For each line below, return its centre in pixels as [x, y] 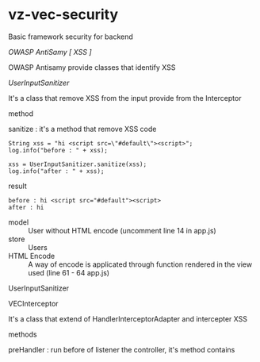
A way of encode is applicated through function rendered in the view [140, 264]
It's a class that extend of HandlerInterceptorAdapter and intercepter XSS [128, 318]
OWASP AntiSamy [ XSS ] [50, 52]
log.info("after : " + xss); [56, 171]
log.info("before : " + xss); [58, 150]
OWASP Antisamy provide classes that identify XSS [92, 67]
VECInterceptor [33, 303]
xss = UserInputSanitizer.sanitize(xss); [78, 164]
